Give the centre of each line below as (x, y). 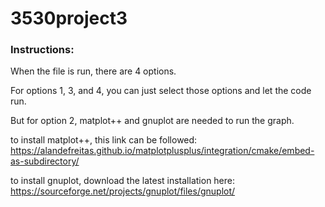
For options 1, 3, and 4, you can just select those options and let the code (161, 91)
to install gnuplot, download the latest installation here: (123, 181)
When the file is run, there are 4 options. (93, 71)
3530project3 (69, 18)
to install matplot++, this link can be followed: (104, 140)
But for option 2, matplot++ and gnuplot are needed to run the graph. (152, 121)
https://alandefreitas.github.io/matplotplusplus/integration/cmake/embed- (162, 151)
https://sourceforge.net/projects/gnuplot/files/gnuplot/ (123, 191)
